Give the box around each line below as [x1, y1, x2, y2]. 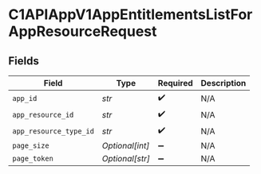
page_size [12, 141, 49, 150]
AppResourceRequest [8, 22, 157, 41]
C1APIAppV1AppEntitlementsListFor [8, 6, 253, 24]
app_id [12, 94, 38, 102]
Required [157, 78, 193, 88]
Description [200, 78, 247, 88]
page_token [12, 154, 53, 163]
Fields [8, 54, 40, 68]
